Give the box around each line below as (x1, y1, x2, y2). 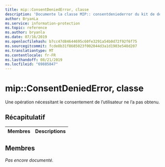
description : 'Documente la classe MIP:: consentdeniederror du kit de (5, 12, 155, 17)
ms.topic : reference (5, 25, 48, 30)
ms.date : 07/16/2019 (5, 35, 48, 40)
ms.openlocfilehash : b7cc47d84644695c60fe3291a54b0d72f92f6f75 (5, 39, 137, 44)
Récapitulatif (5, 113, 46, 121)
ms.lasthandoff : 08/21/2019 (5, 57, 63, 62)
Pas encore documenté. (5, 157, 54, 163)
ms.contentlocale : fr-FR (5, 52, 56, 58)
